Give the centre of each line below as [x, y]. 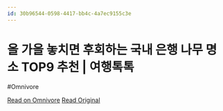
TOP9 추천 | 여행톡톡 [78, 67]
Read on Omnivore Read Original [54, 100]
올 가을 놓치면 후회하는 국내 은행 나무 [105, 50]
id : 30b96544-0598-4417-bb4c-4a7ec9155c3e [69, 13]
